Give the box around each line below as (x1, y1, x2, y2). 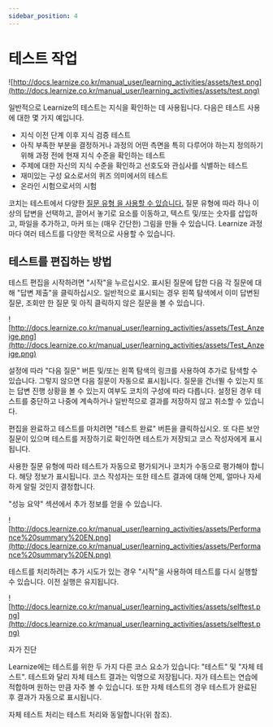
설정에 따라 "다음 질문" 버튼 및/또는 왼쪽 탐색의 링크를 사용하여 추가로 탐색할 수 (8, 366, 258, 375)
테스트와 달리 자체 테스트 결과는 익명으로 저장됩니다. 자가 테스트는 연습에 (28, 672, 258, 682)
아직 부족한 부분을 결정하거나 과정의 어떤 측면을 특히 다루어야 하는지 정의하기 (19, 140, 264, 150)
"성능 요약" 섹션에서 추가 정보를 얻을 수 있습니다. (8, 499, 162, 509)
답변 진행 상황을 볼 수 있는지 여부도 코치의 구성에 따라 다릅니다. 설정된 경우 (16, 386, 253, 396)
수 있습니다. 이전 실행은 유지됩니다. (8, 577, 119, 587)
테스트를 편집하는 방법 (8, 254, 112, 269)
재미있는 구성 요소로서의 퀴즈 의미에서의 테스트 (19, 170, 168, 180)
